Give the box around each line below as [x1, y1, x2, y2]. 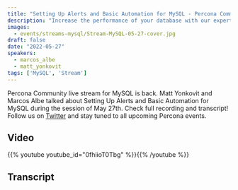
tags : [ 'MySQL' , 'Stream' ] [7, 69, 87, 76]
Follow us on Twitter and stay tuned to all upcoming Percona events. [7, 111, 207, 120]
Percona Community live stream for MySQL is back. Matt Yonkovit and [7, 89, 212, 97]
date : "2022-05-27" [7, 43, 65, 50]
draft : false [7, 37, 46, 44]
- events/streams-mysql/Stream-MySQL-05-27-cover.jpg [13, 30, 176, 37]
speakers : [7, 50, 37, 57]
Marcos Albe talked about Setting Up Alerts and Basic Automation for [7, 96, 209, 105]
